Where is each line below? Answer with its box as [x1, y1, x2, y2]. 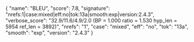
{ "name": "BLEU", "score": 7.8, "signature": [5, 5, 110, 12]
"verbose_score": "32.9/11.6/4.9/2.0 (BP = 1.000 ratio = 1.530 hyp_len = [5, 17, 178, 24]
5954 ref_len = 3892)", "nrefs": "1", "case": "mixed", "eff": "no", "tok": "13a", [5, 23, 189, 30]
